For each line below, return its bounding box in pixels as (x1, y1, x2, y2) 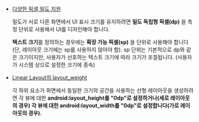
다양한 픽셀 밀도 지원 (12, 5, 61, 12)
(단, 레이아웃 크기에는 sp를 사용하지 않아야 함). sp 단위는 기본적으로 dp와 (12, 46, 185, 53)
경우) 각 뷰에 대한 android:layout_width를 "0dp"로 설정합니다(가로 (18, 102, 180, 109)
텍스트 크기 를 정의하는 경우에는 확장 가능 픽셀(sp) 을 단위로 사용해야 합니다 (12, 39, 189, 45)
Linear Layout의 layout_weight (12, 74, 87, 81)
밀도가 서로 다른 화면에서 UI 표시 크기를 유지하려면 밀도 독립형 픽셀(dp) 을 (12, 18, 186, 25)
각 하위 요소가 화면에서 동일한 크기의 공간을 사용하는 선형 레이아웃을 (12, 87, 173, 94)
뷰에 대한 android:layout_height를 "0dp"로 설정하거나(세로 (25, 94, 169, 101)
